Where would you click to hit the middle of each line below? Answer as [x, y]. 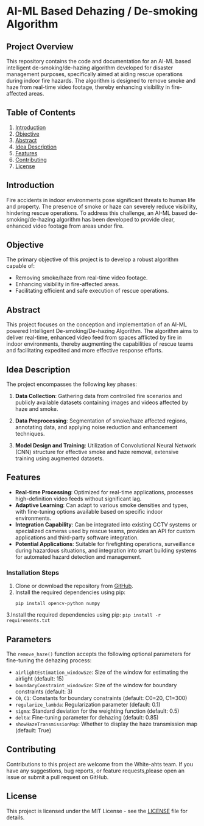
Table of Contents [41, 113]
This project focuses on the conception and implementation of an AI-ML [97, 324]
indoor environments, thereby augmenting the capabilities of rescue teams [100, 344]
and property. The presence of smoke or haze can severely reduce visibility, [102, 206]
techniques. [30, 434]
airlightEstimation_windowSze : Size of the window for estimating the [102, 672]
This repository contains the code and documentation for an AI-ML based [99, 61]
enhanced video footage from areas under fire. [65, 226]
